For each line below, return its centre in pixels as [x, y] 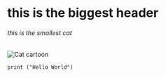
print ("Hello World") [40, 67]
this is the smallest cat [40, 32]
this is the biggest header [83, 13]
